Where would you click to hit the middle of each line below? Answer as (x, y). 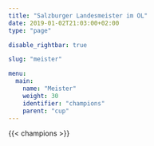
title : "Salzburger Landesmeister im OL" (78, 16)
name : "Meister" (50, 89)
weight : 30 (41, 96)
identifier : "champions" (64, 103)
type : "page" (30, 30)
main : (25, 81)
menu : (17, 74)
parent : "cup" (46, 111)
